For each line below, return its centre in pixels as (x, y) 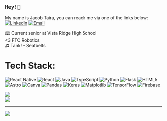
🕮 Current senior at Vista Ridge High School (51, 33)
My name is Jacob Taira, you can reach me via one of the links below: (77, 18)
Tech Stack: (30, 66)
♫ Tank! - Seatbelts (25, 46)
